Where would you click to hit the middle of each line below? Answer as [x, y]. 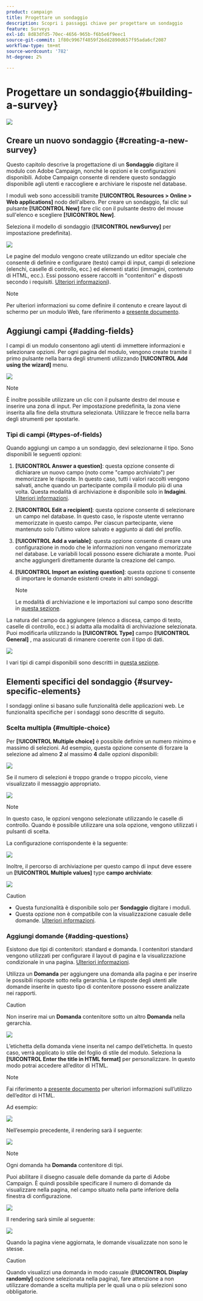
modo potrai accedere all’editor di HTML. [57, 1065]
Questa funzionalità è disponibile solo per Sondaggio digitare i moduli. [103, 907]
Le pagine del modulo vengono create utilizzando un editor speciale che [96, 256]
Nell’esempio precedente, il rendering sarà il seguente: [75, 1130]
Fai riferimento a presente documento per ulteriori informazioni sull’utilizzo [99, 1089]
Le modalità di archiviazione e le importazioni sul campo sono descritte [104, 602]
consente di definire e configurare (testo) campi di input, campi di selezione [101, 263]
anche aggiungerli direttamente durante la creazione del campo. [95, 561]
